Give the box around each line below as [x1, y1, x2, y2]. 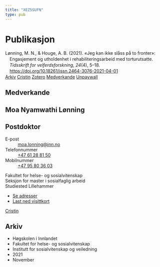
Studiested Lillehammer [5, 183, 54, 189]
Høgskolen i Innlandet [12, 235, 57, 241]
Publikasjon [5, 34, 55, 45]
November [12, 257, 34, 263]
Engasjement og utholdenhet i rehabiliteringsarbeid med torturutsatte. [9, 56, 153, 62]
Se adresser [12, 193, 37, 199]
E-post [5, 136, 19, 142]
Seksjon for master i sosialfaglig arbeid [5, 178, 85, 184]
